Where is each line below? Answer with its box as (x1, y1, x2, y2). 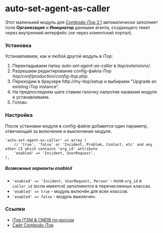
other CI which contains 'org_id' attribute (5, 146, 98, 151)
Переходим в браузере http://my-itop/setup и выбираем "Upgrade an (12, 78, 157, 84)
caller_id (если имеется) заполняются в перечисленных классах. (12, 183, 152, 189)
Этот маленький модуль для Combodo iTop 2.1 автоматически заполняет (5, 19, 158, 25)
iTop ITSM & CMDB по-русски (12, 217, 75, 223)
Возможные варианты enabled (5, 166, 72, 171)
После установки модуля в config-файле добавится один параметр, (5, 123, 148, 129)
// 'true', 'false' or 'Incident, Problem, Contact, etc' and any (14, 142, 153, 147)
